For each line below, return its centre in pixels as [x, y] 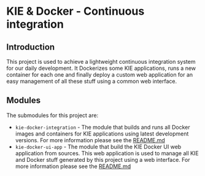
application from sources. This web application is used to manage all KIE [107, 153]
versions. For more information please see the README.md [90, 140]
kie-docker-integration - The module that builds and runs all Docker [102, 127]
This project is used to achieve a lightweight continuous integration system [101, 62]
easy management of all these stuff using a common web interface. [92, 81]
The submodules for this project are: [52, 115]
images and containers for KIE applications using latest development [102, 134]
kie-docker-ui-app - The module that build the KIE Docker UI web [98, 147]
